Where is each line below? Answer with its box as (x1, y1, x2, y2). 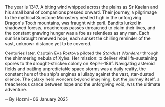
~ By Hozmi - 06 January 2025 (5, 96, 68, 102)
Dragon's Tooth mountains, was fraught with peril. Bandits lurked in (5, 20, 142, 26)
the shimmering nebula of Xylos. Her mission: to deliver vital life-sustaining (5, 55, 158, 61)
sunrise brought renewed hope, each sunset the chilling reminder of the (5, 35, 151, 41)
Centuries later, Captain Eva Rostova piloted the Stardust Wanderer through (5, 50, 159, 56)
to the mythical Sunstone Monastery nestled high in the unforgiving (5, 15, 142, 20)
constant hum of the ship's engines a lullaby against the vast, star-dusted (5, 71, 154, 77)
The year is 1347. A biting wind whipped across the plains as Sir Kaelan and (5, 4, 158, 10)
